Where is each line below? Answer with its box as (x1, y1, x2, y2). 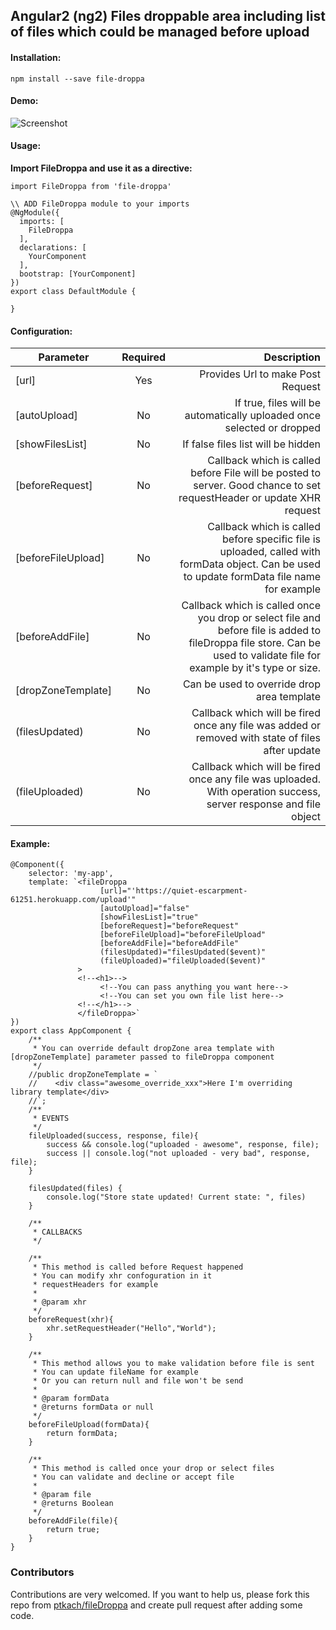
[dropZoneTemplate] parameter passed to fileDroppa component (10, 1052, 275, 1063)
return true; (46, 1525, 101, 1535)
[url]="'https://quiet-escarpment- (99, 886, 248, 896)
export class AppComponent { (10, 1026, 132, 1036)
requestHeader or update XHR (178, 491, 321, 505)
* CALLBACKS (32, 1227, 83, 1238)
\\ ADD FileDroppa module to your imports (10, 199, 190, 209)
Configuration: (10, 325, 73, 337)
